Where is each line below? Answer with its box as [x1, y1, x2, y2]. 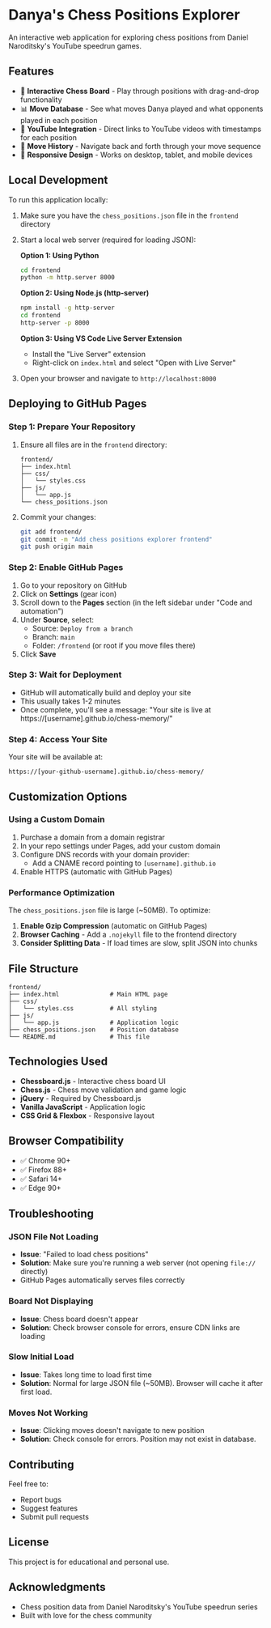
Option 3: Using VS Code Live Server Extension [19, 334, 183, 343]
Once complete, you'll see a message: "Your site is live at [19, 704, 212, 714]
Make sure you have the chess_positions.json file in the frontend [19, 210, 239, 220]
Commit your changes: [19, 512, 96, 521]
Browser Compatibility [8, 1134, 124, 1148]
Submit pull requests [19, 1511, 89, 1521]
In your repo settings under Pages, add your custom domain [19, 840, 221, 851]
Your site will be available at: [8, 752, 104, 762]
